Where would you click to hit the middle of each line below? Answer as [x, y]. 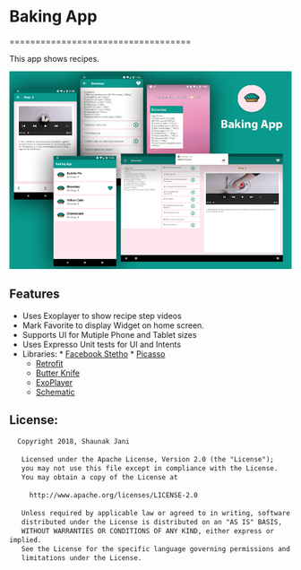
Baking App [53, 17]
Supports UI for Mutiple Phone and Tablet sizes [109, 334]
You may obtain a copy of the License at [99, 478]
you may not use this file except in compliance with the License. [150, 469]
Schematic [56, 392]
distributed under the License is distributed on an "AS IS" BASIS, [151, 522]
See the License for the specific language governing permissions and [156, 549]
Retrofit [49, 363]
